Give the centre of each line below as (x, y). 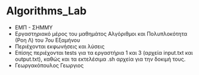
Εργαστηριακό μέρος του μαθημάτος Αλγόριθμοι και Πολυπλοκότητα (101, 33)
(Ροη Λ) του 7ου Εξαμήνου (47, 40)
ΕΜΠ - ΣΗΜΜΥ (34, 27)
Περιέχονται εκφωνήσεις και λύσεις (60, 46)
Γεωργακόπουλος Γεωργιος (49, 65)
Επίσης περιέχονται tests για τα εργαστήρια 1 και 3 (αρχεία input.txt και (104, 52)
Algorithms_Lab (46, 11)
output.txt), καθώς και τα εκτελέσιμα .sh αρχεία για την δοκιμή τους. (100, 59)
